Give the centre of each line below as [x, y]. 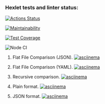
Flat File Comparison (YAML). [43, 67]
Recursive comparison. [36, 77]
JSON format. [26, 96]
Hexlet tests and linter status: [42, 8]
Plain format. [25, 86]
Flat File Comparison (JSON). [42, 57]
